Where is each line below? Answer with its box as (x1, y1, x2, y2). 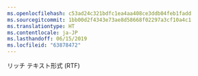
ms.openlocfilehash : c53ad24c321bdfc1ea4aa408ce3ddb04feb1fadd (7, 10, 192, 17)
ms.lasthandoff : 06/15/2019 (7, 36, 88, 42)
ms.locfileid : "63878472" (7, 42, 81, 49)
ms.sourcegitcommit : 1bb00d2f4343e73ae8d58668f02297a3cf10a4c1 (7, 16, 192, 23)
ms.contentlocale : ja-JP (7, 29, 78, 36)
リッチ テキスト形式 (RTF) (7, 62, 80, 69)
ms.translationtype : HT (7, 23, 75, 29)
